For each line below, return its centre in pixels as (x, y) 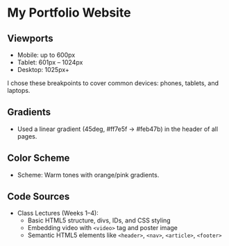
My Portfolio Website (69, 13)
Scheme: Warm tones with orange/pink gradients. (88, 175)
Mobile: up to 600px (46, 55)
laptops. (19, 90)
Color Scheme (39, 158)
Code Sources (39, 196)
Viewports (30, 38)
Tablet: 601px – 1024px (50, 62)
